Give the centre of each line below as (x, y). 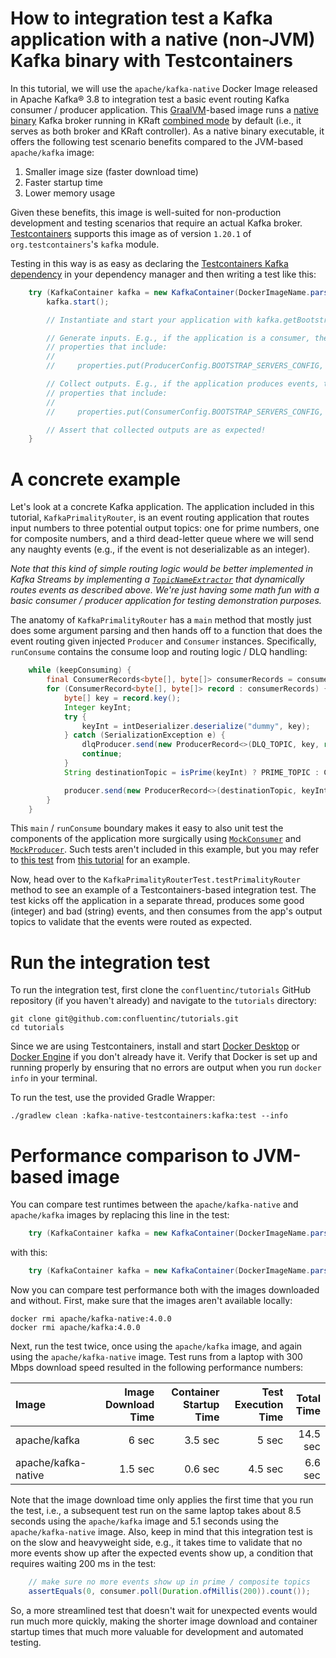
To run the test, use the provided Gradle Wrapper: (113, 1098)
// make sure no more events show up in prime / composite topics (169, 1582)
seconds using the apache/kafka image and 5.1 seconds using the (144, 1521)
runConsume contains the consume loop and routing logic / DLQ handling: (159, 652)
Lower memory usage (70, 193)
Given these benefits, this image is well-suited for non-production (146, 212)
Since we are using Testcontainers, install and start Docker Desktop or (155, 1046)
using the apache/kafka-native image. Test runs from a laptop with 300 (156, 1356)
